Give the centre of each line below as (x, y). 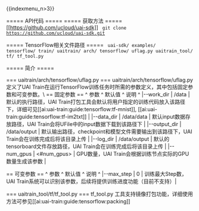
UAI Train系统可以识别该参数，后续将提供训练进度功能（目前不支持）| (91, 181)
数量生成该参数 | (26, 161)
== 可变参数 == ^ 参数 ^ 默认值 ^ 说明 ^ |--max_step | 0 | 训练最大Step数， (97, 174)
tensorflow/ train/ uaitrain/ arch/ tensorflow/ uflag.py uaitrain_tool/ (100, 51)
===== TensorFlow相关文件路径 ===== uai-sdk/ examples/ (81, 45)
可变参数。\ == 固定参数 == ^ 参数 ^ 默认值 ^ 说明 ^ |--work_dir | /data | (103, 94)
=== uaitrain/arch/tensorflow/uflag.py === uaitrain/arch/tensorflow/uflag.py (100, 80)
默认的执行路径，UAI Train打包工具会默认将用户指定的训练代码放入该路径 (96, 102)
